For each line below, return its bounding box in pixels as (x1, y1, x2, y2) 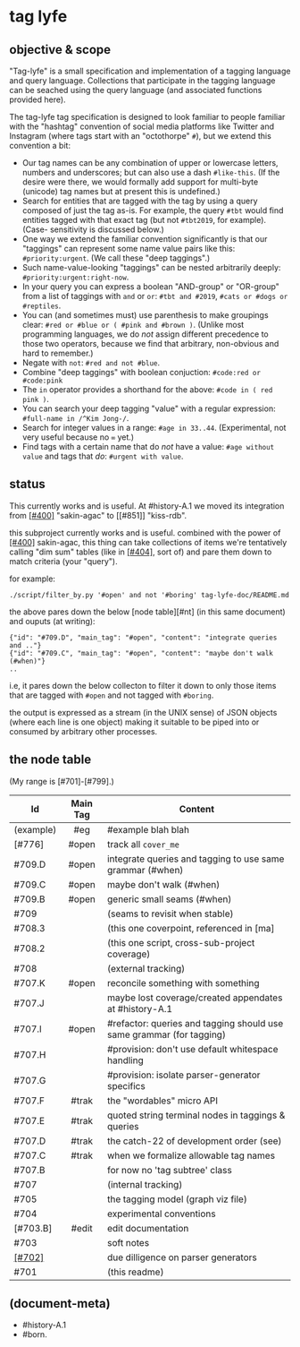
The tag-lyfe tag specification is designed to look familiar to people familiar (9, 112, 286, 122)
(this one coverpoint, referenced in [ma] (106, 922, 275, 934)
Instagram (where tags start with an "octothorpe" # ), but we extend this (9, 131, 272, 141)
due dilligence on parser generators (106, 1251, 257, 1264)
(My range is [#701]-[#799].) (9, 776, 114, 786)
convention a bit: (9, 141, 71, 150)
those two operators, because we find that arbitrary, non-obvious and (21, 339, 279, 348)
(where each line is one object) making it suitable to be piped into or (9, 716, 260, 727)
